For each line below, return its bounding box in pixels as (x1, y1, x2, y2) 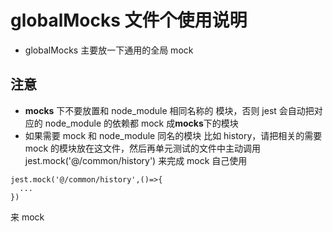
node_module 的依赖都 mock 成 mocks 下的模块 (44, 117, 239, 129)
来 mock (10, 211, 45, 223)
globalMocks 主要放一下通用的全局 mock (24, 44, 194, 56)
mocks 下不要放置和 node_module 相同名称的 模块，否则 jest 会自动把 (24, 104, 315, 116)
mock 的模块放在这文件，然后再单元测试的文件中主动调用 (24, 142, 262, 154)
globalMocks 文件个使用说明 (10, 9, 248, 32)
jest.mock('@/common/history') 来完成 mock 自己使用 (24, 154, 248, 166)
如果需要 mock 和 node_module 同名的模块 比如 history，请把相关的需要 (24, 129, 323, 141)
